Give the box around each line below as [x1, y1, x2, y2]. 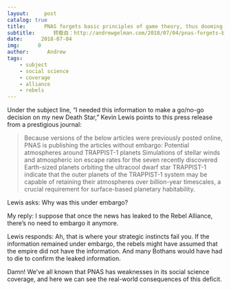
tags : [7, 55, 23, 62]
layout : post [7, 10, 57, 17]
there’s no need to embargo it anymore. [7, 219, 119, 227]
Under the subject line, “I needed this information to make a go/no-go [7, 106, 204, 114]
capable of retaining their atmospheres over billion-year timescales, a [23, 178, 221, 186]
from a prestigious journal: [7, 121, 82, 129]
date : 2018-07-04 [7, 36, 72, 43]
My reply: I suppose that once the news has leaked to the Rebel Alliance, [7, 211, 213, 220]
